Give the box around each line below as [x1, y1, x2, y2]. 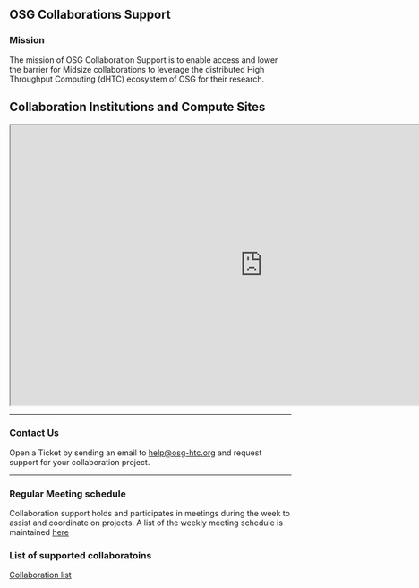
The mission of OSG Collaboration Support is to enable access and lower [9, 54, 278, 65]
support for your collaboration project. [9, 456, 150, 467]
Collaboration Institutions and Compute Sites [9, 99, 266, 115]
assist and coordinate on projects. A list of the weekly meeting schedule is [9, 517, 284, 528]
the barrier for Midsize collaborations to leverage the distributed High [9, 64, 265, 74]
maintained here [9, 527, 70, 538]
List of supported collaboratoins [9, 549, 152, 562]
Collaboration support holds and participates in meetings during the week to [9, 508, 291, 519]
